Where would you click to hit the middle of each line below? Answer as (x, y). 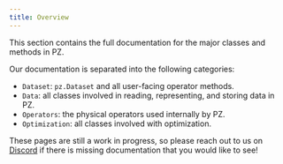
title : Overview (39, 17)
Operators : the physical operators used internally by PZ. (123, 114)
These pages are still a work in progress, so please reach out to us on (136, 140)
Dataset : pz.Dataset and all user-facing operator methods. (128, 86)
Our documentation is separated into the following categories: (122, 69)
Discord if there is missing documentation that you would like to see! (134, 150)
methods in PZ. (37, 52)
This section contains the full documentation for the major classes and (138, 42)
